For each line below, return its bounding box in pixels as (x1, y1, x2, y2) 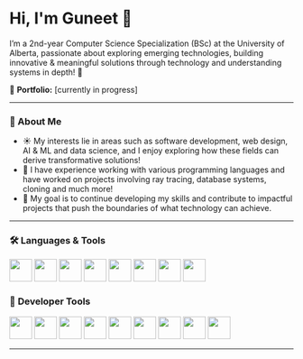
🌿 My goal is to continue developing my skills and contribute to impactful (22, 193, 293, 204)
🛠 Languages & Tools (9, 235, 106, 247)
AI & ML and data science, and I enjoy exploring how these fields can (22, 145, 280, 156)
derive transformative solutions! (22, 155, 142, 166)
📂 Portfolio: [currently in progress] (9, 84, 138, 95)
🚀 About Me (9, 115, 62, 127)
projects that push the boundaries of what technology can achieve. (22, 203, 272, 214)
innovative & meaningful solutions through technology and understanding (9, 57, 282, 68)
